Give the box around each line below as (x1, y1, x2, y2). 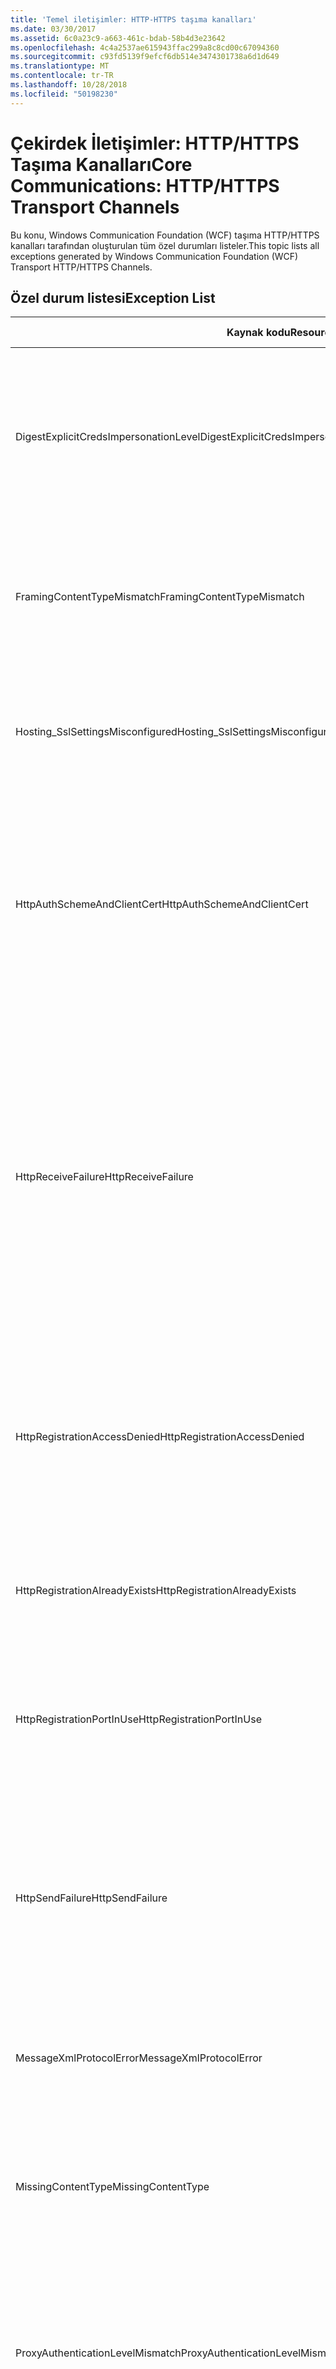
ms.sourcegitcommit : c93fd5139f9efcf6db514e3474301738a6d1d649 (10, 52, 280, 62)
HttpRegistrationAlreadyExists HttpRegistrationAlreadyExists (15, 1584, 297, 1598)
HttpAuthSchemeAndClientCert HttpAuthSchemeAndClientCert (15, 897, 309, 911)
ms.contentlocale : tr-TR (10, 71, 114, 81)
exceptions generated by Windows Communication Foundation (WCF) (10, 250, 299, 262)
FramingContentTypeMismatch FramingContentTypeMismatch (15, 590, 305, 604)
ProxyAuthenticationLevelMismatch (15, 2346, 182, 2360)
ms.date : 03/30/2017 (10, 24, 97, 34)
